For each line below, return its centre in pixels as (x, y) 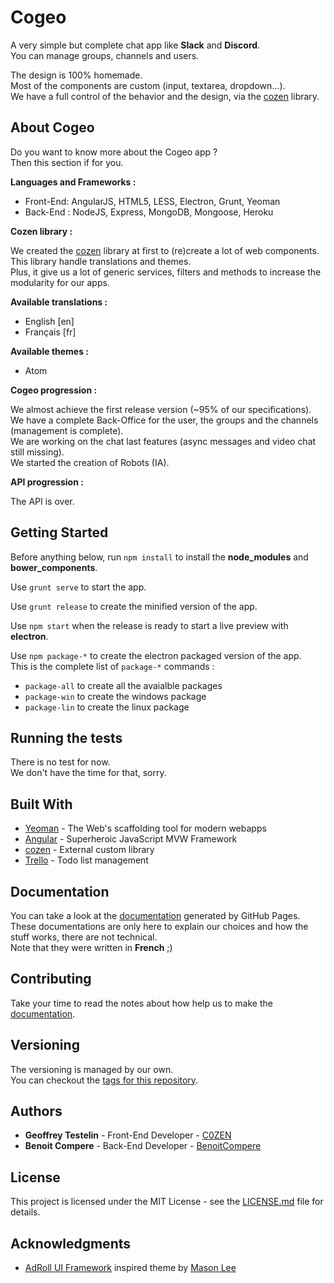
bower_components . (54, 567)
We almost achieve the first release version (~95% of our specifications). (161, 409)
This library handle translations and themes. (101, 261)
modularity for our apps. (60, 282)
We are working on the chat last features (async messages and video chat (163, 441)
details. (25, 1212)
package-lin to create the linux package (107, 707)
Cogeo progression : (54, 390)
